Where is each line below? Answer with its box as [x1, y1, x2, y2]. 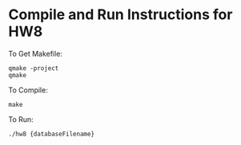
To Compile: [8, 85, 48, 95]
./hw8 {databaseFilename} [8, 130, 94, 138]
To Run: [8, 114, 34, 124]
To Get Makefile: [8, 49, 62, 58]
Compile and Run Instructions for [8, 6, 233, 24]
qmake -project [8, 64, 59, 72]
